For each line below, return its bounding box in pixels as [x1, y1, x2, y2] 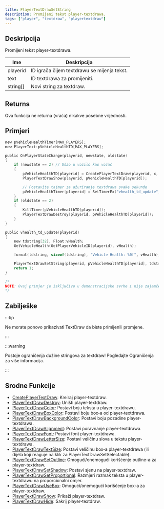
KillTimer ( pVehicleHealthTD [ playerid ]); [22, 207, 106, 213]
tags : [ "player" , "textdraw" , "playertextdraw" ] [5, 16, 106, 21]
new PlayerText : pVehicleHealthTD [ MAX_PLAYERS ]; [5, 144, 104, 149]
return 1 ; [14, 266, 34, 270]
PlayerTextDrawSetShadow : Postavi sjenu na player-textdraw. [12, 467, 136, 473]
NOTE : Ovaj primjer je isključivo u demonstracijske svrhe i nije [5, 284, 143, 288]
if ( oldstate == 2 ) [14, 199, 54, 203]
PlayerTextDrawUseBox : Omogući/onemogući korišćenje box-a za [12, 483, 145, 488]
